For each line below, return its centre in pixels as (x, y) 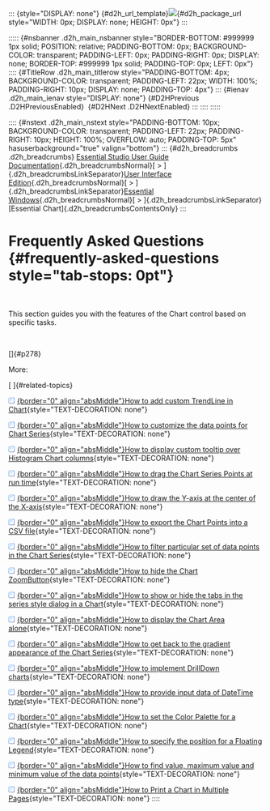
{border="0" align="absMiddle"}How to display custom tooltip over (129, 449)
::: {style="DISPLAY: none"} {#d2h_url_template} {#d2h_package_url (125, 13)
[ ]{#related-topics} (41, 385)
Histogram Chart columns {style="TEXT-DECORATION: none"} (112, 458)
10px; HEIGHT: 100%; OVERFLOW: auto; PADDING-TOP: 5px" (135, 139)
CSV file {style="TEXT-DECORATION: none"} (82, 531)
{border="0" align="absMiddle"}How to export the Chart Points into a (133, 522)
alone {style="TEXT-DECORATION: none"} (78, 628)
